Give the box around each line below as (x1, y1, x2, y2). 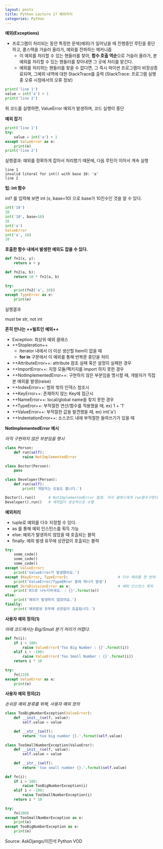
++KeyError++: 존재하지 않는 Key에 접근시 (12, 391, 94, 396)
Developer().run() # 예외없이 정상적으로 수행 (5, 500, 94, 505)
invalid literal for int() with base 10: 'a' (5, 172, 98, 177)
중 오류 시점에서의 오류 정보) (19, 77, 73, 83)
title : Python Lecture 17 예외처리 (5, 12, 73, 17)
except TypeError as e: (5, 292, 53, 298)
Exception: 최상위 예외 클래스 (12, 337, 68, 342)
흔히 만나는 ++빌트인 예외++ (5, 326, 59, 332)
